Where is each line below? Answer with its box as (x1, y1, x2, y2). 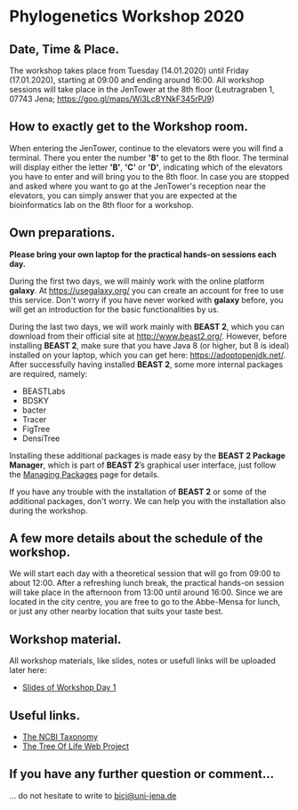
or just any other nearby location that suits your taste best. (9, 606, 224, 617)
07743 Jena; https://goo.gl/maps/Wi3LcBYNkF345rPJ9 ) (9, 93, 215, 104)
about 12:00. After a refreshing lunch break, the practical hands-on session (9, 578, 285, 589)
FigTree (21, 423, 51, 434)
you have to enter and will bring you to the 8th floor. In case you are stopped (9, 171, 290, 181)
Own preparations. (9, 225, 116, 241)
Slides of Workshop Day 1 (21, 682, 117, 693)
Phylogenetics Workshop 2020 (9, 6, 245, 27)
